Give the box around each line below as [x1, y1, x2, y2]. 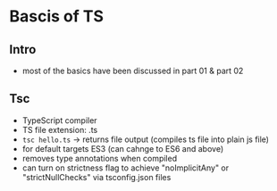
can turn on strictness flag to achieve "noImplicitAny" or [21, 162, 230, 173]
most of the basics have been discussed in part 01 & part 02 [21, 65, 244, 76]
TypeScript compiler [21, 114, 97, 126]
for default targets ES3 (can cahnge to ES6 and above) [21, 143, 224, 154]
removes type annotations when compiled [21, 153, 177, 163]
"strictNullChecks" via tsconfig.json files [21, 171, 172, 182]
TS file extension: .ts [21, 124, 98, 135]
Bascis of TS [9, 6, 105, 27]
